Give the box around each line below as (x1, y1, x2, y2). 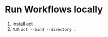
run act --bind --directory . (12, 26, 77, 32)
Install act (12, 21, 33, 27)
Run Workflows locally (5, 4, 103, 15)
